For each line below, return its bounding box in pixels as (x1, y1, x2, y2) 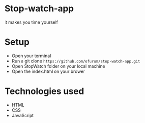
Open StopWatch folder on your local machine (11, 63, 105, 69)
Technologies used (4, 86, 85, 97)
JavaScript (11, 112, 34, 118)
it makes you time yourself (4, 19, 58, 25)
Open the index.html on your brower (11, 68, 86, 74)
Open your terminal (11, 53, 51, 59)
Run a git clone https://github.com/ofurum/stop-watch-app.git (11, 58, 141, 64)
